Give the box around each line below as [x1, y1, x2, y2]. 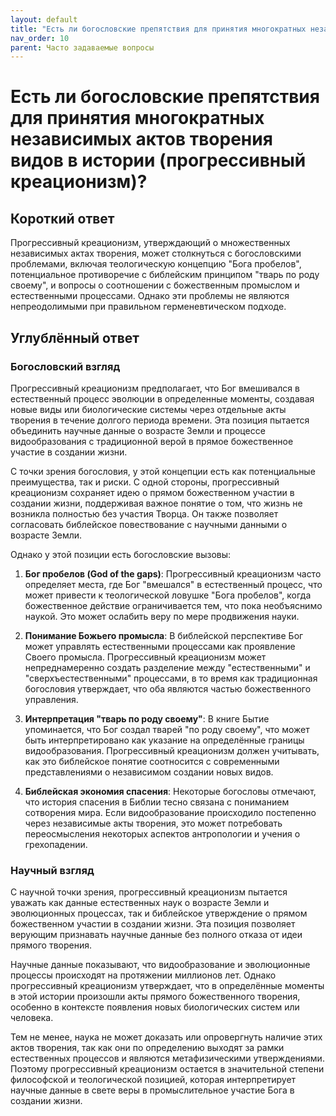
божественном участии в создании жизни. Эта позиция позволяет [10, 918, 296, 930]
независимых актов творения [10, 128, 273, 151]
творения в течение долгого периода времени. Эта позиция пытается [10, 414, 310, 426]
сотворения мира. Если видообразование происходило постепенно [24, 806, 317, 818]
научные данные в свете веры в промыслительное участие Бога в [10, 1084, 295, 1096]
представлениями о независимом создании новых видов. [24, 766, 274, 778]
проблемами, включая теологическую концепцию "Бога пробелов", [10, 258, 302, 270]
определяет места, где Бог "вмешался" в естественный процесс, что [24, 578, 323, 590]
